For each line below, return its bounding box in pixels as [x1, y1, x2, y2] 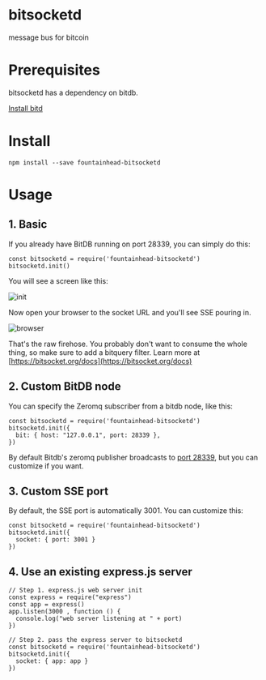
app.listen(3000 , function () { [8, 608, 121, 616]
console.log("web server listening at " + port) [15, 614, 183, 623]
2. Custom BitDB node [8, 379, 121, 394]
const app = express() [8, 601, 85, 609]
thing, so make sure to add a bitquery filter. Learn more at [8, 347, 201, 357]
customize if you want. [8, 460, 84, 471]
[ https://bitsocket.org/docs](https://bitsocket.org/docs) [8, 356, 192, 366]
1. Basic [8, 217, 48, 232]
